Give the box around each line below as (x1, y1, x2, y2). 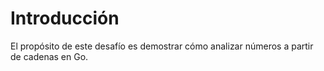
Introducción (10, 7, 120, 30)
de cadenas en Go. (10, 50, 89, 62)
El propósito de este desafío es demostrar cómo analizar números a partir (10, 40, 314, 52)
